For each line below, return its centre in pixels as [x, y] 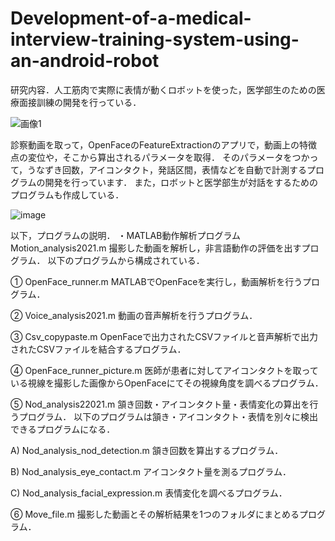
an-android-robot [85, 61]
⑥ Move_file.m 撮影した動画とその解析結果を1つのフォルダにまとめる [155, 514]
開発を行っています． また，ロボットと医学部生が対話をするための [181, 182]
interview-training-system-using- [155, 39]
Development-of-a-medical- [131, 18]
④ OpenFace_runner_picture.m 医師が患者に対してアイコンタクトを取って [164, 370]
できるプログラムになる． [63, 429]
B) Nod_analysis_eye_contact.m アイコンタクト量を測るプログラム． [151, 471]
